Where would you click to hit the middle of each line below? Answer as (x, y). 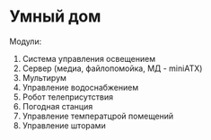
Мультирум (44, 77)
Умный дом (55, 17)
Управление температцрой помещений (98, 116)
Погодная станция (57, 106)
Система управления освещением (88, 58)
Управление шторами (64, 125)
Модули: (26, 41)
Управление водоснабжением (80, 87)
